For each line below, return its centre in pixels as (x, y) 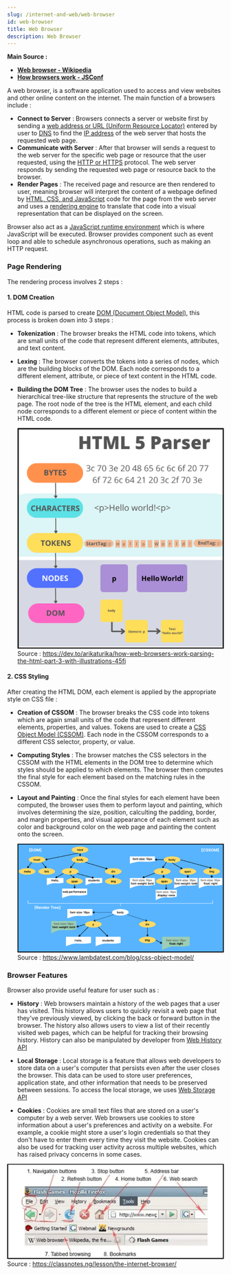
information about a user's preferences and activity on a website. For (115, 1125)
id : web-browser (30, 22)
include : (20, 105)
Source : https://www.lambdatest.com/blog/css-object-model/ (106, 957)
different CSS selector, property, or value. (76, 741)
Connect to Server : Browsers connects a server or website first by (112, 119)
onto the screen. (40, 834)
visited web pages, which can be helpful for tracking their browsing (112, 1032)
